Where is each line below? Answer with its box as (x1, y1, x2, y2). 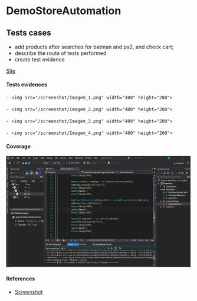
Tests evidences (6, 81, 48, 88)
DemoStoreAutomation (6, 4, 122, 18)
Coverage (6, 143, 31, 150)
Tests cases (6, 28, 51, 38)
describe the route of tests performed (14, 50, 107, 57)
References (6, 275, 35, 282)
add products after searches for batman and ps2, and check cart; (14, 43, 174, 50)
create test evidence (14, 56, 65, 63)
